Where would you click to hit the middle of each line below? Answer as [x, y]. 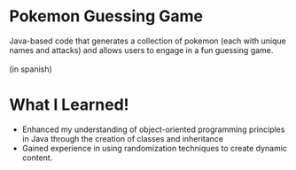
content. [37, 158]
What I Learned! [69, 105]
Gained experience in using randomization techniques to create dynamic [155, 148]
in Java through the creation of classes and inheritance [123, 138]
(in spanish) [31, 69]
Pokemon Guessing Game [106, 16]
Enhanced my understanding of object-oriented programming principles [153, 129]
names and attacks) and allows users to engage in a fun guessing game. [141, 50]
